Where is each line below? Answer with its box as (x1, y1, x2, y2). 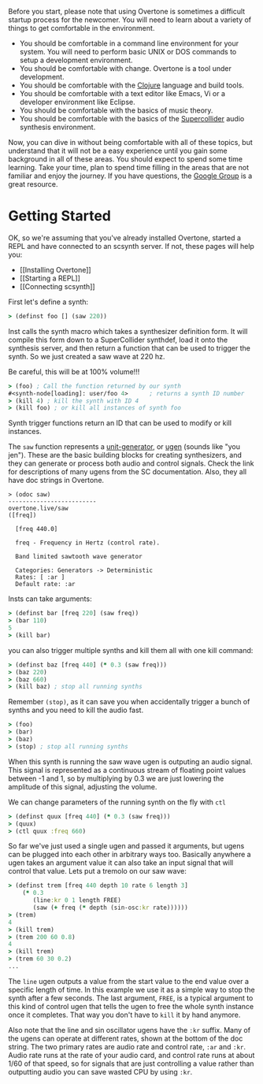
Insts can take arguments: (8, 594, 92, 603)
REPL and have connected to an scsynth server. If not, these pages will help (8, 241, 254, 251)
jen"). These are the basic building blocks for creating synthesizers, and (8, 451, 243, 460)
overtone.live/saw (8, 504, 69, 513)
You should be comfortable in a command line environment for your (19, 39, 239, 48)
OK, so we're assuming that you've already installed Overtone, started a (8, 232, 242, 243)
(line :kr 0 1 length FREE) (32, 897, 122, 904)
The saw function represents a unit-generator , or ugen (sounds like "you (8, 442, 240, 451)
